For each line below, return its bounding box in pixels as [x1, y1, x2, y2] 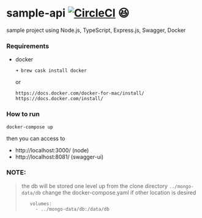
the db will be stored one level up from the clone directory [21, 182, 168, 190]
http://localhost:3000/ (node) [15, 146, 89, 154]
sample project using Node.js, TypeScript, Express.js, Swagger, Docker [6, 26, 186, 34]
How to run [6, 110, 40, 119]
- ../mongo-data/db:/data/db [35, 206, 110, 212]
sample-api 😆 [6, 6, 130, 20]
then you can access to [6, 134, 65, 142]
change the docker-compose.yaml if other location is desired [42, 189, 196, 196]
